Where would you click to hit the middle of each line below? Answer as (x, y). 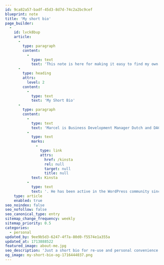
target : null (57, 169)
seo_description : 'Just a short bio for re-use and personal (69, 251)
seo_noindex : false (25, 205)
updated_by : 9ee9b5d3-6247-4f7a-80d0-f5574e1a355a (58, 237)
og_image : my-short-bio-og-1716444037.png (49, 255)
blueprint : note (21, 14)
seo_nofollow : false (26, 210)
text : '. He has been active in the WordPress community (90, 191)
